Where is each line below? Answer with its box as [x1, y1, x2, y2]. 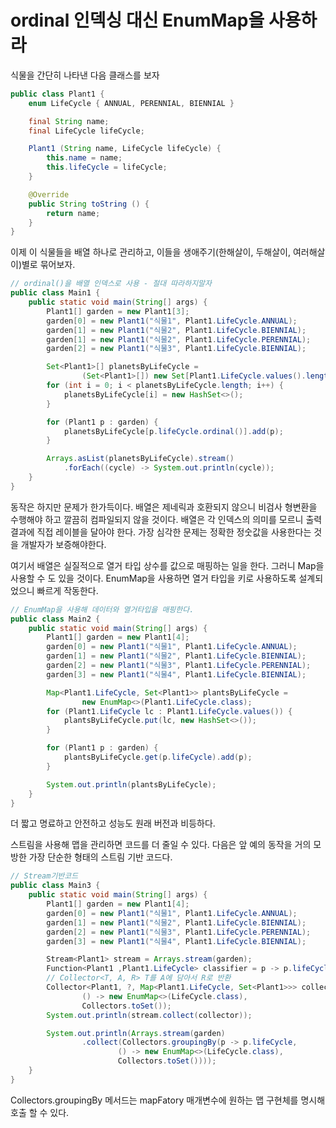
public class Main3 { [10, 881, 101, 891]
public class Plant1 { [10, 89, 105, 99]
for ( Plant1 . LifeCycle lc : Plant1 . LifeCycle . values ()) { [46, 706, 293, 716]
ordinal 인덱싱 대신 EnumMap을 [10, 9, 265, 32]
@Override [28, 189, 70, 200]
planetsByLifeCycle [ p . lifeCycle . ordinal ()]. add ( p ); [63, 426, 284, 436]
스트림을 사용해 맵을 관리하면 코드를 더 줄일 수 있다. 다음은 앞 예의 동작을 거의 [10, 839, 312, 851]
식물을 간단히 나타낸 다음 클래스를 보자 [10, 69, 160, 81]
